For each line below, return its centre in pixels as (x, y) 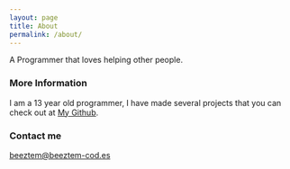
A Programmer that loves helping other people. (96, 60)
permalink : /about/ (46, 34)
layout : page (34, 18)
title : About (34, 26)
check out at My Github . (54, 112)
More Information (48, 84)
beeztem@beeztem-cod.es (60, 155)
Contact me (36, 136)
